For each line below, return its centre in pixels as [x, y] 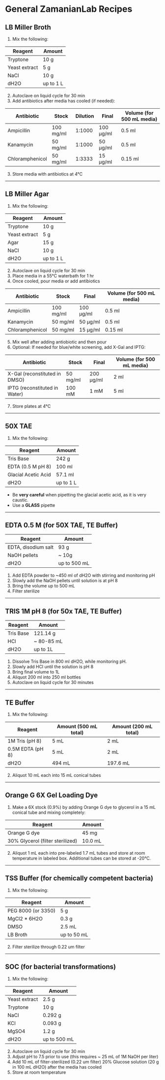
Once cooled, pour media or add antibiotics [56, 281]
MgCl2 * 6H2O [25, 919]
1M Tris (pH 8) [25, 741]
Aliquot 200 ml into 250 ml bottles [46, 677]
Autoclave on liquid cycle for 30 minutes [53, 682]
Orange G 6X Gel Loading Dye [52, 795]
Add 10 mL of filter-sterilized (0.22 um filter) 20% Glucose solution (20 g [85, 1062]
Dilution [85, 116]
